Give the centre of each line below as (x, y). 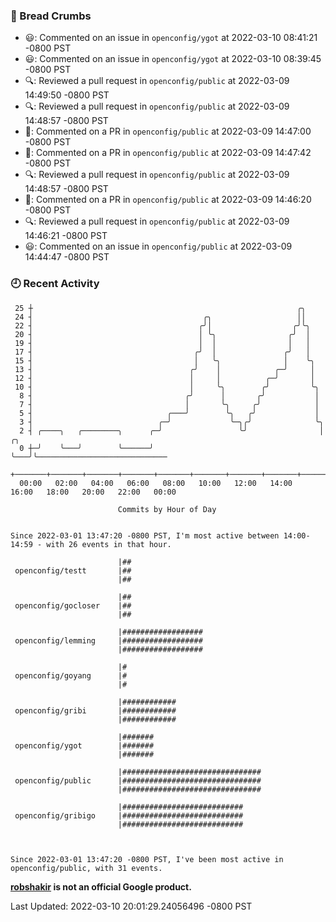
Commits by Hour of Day (167, 509)
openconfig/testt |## (73, 570)
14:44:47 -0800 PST (67, 257)
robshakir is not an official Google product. (101, 886)
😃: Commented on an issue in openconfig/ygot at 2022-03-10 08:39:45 (173, 59)
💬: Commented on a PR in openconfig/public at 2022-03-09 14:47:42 (168, 153)
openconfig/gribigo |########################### (129, 815)
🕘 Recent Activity (55, 284)
